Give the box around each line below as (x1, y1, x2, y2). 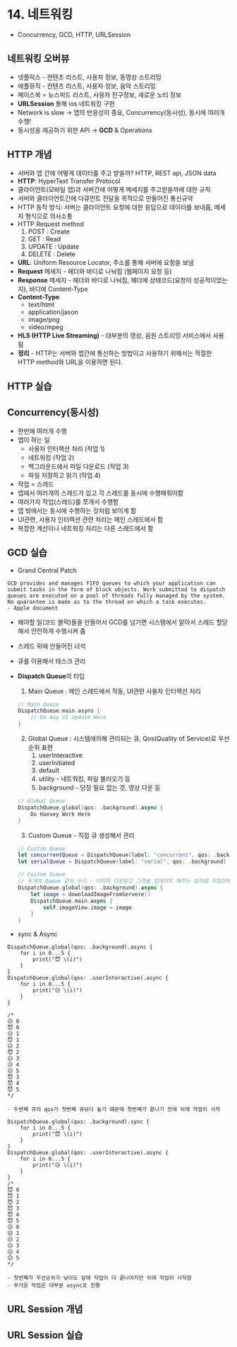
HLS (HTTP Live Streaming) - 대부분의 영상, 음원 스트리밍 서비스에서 (17, 331, 212, 340)
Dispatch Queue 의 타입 (17, 672, 85, 680)
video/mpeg (28, 323, 63, 331)
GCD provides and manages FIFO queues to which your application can (7, 580, 217, 587)
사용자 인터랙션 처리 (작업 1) (28, 444, 105, 453)
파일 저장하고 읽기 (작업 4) (28, 471, 101, 479)
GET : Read (28, 234, 61, 243)
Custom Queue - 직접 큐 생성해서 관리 (28, 831, 135, 839)
